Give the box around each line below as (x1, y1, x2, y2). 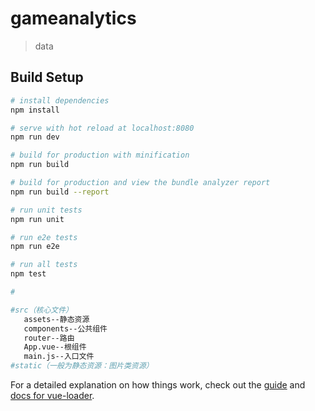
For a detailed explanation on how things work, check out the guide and (10, 379, 306, 391)
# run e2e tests (10, 232, 78, 242)
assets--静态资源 (23, 314, 90, 324)
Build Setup (10, 69, 84, 86)
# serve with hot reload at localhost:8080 (10, 123, 195, 133)
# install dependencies (10, 95, 110, 106)
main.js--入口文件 (23, 352, 95, 362)
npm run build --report (10, 187, 110, 197)
